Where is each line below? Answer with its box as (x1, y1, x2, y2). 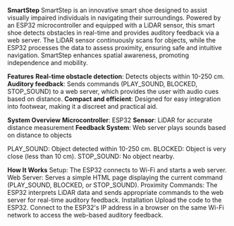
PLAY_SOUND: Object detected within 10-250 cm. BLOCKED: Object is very (7, 145, 227, 153)
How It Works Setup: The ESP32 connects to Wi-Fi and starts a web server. (7, 166, 227, 174)
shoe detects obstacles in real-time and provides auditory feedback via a (7, 28, 220, 37)
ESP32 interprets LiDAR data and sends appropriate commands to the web (7, 189, 224, 196)
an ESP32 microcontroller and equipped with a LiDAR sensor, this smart (7, 21, 215, 29)
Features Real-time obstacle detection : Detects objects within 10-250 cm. (7, 72, 225, 81)
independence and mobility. (7, 59, 88, 66)
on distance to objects (7, 131, 72, 139)
